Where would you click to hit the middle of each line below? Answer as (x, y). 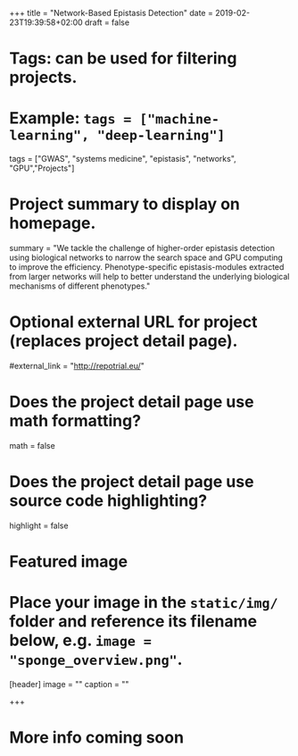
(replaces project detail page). (124, 341)
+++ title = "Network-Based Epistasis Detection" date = (112, 13)
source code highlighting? (108, 501)
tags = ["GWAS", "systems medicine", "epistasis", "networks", (123, 159)
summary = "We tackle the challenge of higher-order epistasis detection (142, 248)
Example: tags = (70, 118)
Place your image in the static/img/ (144, 603)
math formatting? (75, 421)
